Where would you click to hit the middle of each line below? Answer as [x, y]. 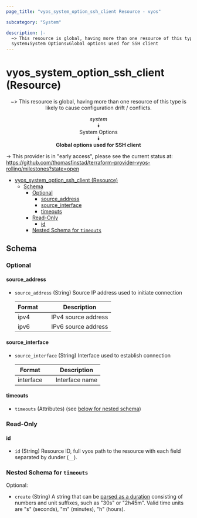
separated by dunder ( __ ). [46, 457]
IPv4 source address [80, 317]
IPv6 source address [80, 326]
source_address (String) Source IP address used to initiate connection [98, 292]
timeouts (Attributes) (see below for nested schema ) [78, 409]
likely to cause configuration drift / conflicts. [98, 108]
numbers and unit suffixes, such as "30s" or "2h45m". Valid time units [99, 503]
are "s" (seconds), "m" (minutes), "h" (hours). [70, 509]
